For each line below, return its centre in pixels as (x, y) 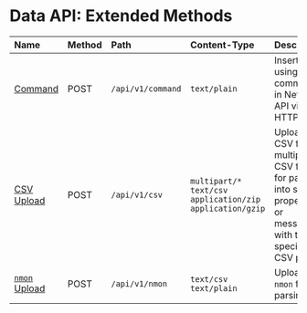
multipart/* (216, 181)
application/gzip (228, 208)
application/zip (226, 199)
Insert (286, 60)
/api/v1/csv (137, 194)
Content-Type (222, 45)
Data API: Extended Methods (121, 16)
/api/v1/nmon (139, 283)
